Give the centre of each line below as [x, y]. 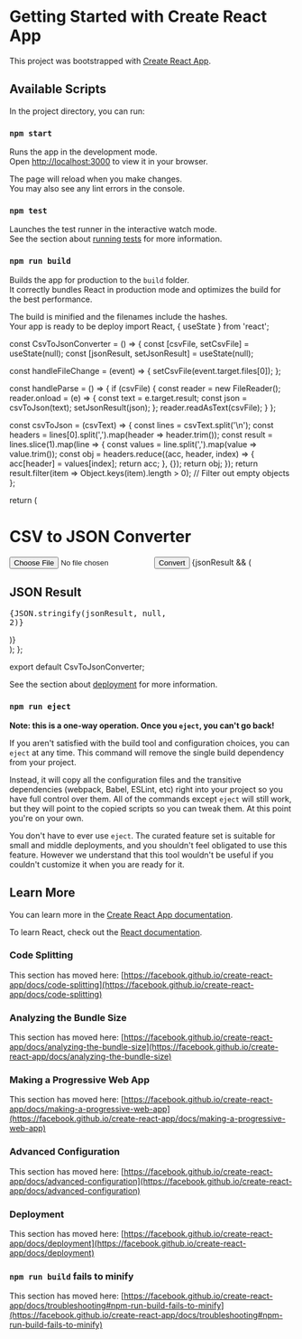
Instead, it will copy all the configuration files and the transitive [125, 780]
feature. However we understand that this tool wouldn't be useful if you [142, 855]
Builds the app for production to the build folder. [100, 280]
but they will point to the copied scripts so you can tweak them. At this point [150, 808]
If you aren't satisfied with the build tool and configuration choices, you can [150, 743]
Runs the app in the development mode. [83, 152]
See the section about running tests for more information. [116, 239]
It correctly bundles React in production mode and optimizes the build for [145, 289]
